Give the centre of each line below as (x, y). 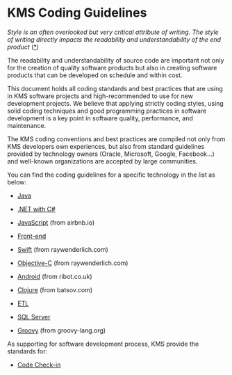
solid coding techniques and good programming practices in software (107, 111)
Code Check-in (39, 365)
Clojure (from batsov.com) (55, 289)
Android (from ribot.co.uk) (55, 276)
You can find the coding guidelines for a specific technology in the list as (111, 175)
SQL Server (34, 317)
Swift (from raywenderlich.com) (63, 249)
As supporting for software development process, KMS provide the (103, 344)
